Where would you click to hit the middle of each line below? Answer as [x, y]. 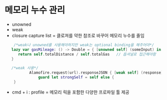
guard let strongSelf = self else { [76, 78]
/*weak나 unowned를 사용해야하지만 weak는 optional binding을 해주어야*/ [84, 45]
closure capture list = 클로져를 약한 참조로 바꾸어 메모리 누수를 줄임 [78, 35]
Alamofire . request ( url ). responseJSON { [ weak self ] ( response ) [96, 73]
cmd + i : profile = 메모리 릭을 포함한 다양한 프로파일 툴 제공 [71, 92]
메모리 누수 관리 [35, 10]
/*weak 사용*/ [25, 68]
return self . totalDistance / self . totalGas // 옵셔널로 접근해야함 [87, 54]
